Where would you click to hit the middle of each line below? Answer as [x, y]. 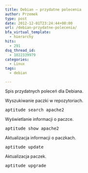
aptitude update [24, 147]
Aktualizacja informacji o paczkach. [41, 137]
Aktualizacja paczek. [26, 156]
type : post [16, 19]
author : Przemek [21, 14]
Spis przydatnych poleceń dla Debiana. [44, 91]
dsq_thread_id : [20, 50]
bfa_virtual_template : [28, 32]
